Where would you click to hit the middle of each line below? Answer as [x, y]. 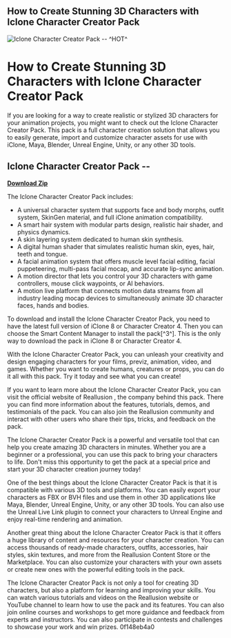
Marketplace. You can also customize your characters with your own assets [114, 562]
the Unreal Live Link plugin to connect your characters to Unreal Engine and [115, 512]
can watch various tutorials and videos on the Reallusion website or [103, 597]
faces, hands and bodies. [53, 305]
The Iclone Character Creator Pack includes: [70, 196]
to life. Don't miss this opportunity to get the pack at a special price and [109, 462]
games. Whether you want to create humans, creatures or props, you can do [116, 368]
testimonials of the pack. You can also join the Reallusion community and [111, 411]
